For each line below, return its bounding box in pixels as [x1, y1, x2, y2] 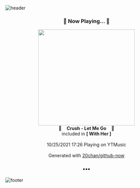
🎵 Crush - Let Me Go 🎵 [58, 126, 115, 132]
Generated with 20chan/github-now [48, 153, 125, 159]
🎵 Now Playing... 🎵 [63, 17, 110, 25]
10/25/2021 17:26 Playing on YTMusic [46, 141, 127, 148]
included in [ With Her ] [61, 131, 112, 137]
